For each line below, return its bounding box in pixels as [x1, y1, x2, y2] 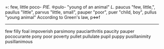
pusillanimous [5, 39, 33, 44]
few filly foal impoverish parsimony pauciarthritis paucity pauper [5, 29, 135, 34]
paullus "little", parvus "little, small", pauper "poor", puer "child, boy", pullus [5, 9, 157, 15]
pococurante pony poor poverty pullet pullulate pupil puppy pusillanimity [5, 33, 151, 39]
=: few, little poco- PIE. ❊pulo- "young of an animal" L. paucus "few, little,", [5, 4, 155, 10]
